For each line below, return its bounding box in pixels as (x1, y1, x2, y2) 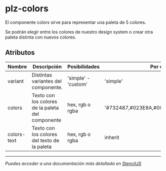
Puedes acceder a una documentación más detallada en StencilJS (5, 160, 142, 166)
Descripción (32, 63, 62, 70)
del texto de (32, 137, 59, 144)
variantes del (32, 78, 62, 85)
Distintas (32, 71, 52, 78)
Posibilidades (67, 63, 100, 70)
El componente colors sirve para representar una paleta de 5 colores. (5, 19, 147, 25)
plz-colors (5, 3, 48, 14)
